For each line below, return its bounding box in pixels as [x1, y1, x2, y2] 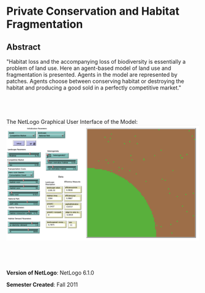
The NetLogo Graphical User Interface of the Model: [6, 118, 138, 125]
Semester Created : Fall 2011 [6, 281, 78, 288]
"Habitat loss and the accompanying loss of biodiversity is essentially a [6, 58, 186, 65]
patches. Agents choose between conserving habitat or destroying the [6, 78, 185, 85]
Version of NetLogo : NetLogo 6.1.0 [6, 268, 95, 276]
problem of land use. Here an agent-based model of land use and [6, 64, 171, 72]
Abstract [6, 42, 41, 52]
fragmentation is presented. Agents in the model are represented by [6, 71, 177, 78]
